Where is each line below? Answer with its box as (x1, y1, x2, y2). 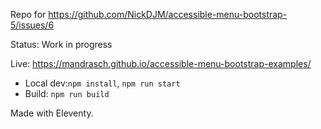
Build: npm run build (24, 88, 110, 99)
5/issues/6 (10, 19, 55, 31)
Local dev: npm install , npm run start (24, 77, 181, 89)
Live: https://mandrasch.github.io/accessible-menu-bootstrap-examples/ (10, 58, 312, 69)
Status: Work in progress (10, 39, 113, 50)
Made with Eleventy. (10, 107, 94, 119)
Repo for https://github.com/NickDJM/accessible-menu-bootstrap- (10, 9, 288, 20)
